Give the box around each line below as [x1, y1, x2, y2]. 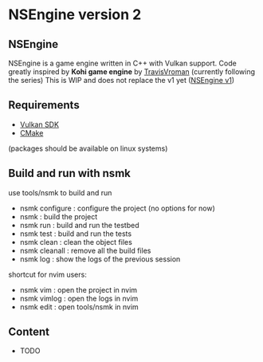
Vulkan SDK [19, 120, 60, 129]
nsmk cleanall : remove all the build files [19, 246, 151, 255]
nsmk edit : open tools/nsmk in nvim [19, 301, 139, 312]
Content [8, 325, 50, 339]
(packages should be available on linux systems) [8, 144, 168, 153]
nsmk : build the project [19, 211, 98, 221]
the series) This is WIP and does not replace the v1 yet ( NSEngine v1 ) [8, 76, 235, 85]
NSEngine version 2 [8, 6, 142, 24]
